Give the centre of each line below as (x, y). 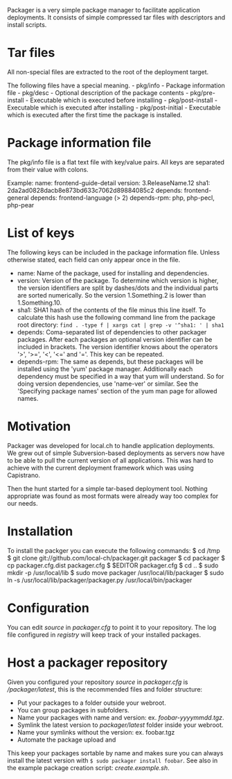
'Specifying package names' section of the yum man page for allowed (117, 391)
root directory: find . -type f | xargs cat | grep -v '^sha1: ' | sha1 (121, 325)
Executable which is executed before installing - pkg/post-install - (124, 100)
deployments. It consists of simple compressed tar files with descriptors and (116, 17)
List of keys (41, 233)
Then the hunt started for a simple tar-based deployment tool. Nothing (107, 488)
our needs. (23, 503)
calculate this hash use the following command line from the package (116, 317)
